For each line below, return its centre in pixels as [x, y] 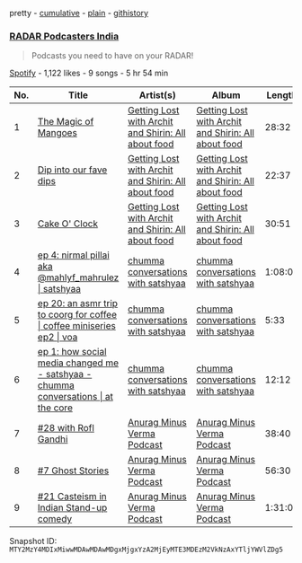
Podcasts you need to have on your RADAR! [112, 56]
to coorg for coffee [77, 315]
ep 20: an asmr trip [78, 303]
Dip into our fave [72, 170]
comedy [55, 519]
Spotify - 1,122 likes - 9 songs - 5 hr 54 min [89, 73]
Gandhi [53, 439]
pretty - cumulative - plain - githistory [79, 13]
